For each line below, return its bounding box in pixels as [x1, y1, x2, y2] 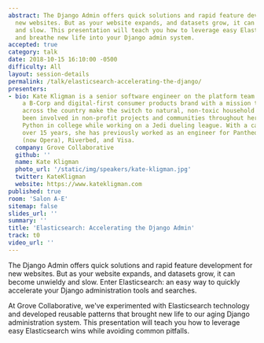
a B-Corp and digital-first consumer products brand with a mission [22, 99, 251, 107]
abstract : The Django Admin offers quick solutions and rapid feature [8, 11, 244, 20]
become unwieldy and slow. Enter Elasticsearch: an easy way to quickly [8, 277, 240, 286]
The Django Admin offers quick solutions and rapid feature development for [8, 260, 253, 270]
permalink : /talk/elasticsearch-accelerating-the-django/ [8, 77, 202, 85]
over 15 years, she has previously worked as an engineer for [22, 129, 230, 136]
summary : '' [8, 217, 47, 225]
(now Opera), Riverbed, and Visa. [22, 136, 135, 144]
